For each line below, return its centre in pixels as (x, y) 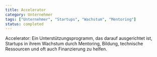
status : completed (24, 24)
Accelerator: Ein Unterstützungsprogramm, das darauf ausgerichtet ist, (79, 38)
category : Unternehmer (29, 15)
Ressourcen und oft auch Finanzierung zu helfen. (56, 49)
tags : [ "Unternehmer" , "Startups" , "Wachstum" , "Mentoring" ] (71, 19)
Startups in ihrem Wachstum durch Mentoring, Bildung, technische (74, 44)
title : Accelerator (26, 10)
